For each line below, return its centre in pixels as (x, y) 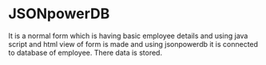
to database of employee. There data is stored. (85, 52)
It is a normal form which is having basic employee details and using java (128, 36)
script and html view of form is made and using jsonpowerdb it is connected (133, 44)
